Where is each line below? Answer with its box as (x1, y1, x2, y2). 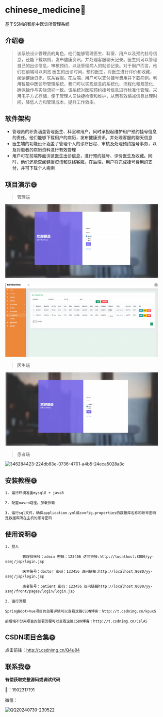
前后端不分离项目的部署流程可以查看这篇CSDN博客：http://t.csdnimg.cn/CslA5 (5, 619, 148, 624)
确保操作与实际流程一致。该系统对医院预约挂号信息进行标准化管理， (16, 87, 153, 93)
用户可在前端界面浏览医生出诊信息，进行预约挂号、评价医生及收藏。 (12, 153, 148, 158)
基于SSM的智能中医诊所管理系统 (5, 21, 70, 27)
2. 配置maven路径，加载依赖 (5, 500, 55, 506)
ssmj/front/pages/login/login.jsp (5, 589, 75, 594)
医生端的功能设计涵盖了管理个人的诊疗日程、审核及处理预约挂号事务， (12, 140, 153, 146)
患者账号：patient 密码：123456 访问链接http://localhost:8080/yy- (22, 584, 153, 589)
